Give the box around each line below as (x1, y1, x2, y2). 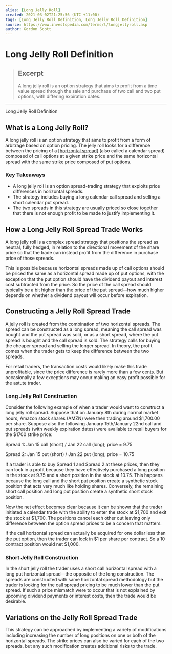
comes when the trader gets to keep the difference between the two (5, 348, 149, 354)
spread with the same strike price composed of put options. (5, 158, 132, 165)
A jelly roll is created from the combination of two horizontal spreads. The (5, 321, 160, 327)
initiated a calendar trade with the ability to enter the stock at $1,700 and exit (5, 509, 167, 516)
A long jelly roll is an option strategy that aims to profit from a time (17, 83, 157, 89)
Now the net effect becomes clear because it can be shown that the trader (5, 504, 163, 510)
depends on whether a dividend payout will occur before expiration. (5, 292, 148, 299)
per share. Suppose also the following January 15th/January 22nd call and (5, 421, 162, 427)
